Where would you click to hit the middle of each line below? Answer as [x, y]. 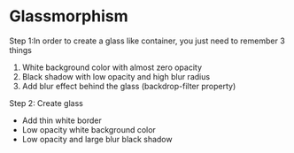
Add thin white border [62, 120]
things [21, 50]
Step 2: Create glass [46, 103]
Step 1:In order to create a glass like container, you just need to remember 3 [147, 41]
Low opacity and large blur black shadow [97, 139]
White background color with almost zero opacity [112, 67]
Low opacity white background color [89, 129]
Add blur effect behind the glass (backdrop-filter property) [129, 86]
